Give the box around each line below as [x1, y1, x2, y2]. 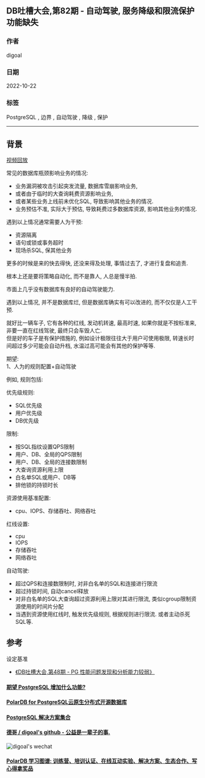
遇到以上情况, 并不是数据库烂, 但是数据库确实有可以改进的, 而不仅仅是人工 [6, 298, 192, 306]
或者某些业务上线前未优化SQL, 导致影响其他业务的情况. [15, 198, 154, 205]
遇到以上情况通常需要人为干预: [6, 218, 84, 226]
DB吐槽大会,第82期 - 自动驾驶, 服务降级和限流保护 [6, 6, 195, 17]
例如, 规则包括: [6, 376, 44, 383]
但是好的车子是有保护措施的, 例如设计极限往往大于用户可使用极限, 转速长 [6, 335, 189, 342]
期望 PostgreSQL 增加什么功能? [6, 683, 86, 691]
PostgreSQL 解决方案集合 [6, 713, 71, 721]
